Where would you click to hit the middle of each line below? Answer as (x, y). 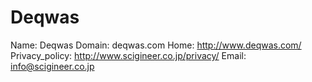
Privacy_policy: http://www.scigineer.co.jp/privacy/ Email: (128, 55)
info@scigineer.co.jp (52, 66)
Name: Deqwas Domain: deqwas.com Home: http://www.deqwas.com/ (156, 45)
